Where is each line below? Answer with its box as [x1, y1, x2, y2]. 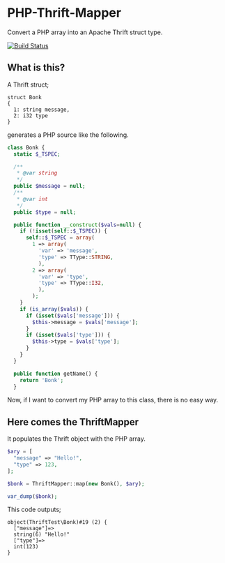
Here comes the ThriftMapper [7, 416, 139, 427]
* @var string [16, 170, 58, 177]
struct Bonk [7, 94, 42, 101]
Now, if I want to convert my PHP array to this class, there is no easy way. [7, 396, 219, 404]
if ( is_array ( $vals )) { [20, 305, 89, 312]
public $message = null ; [13, 183, 86, 190]
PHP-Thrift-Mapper [7, 5, 122, 21]
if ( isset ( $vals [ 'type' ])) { [25, 332, 111, 339]
